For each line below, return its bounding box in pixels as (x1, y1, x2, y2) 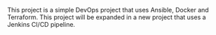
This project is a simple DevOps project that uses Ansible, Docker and (7, 6, 209, 14)
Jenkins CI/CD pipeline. (7, 21, 76, 28)
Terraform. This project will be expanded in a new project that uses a (7, 13, 206, 21)
